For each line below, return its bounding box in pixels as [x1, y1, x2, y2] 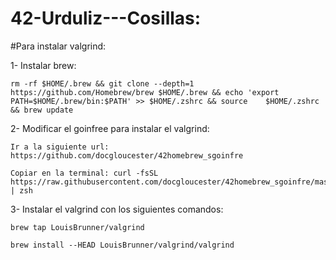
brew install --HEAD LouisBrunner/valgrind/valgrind [10, 240, 235, 250]
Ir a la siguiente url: [10, 142, 110, 152]
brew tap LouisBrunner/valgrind [10, 222, 145, 232]
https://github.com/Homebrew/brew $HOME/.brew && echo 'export [10, 87, 280, 97]
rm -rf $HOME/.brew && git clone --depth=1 [10, 78, 195, 89]
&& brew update [10, 105, 74, 115]
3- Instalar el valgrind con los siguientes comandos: [10, 203, 224, 215]
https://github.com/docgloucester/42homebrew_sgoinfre [10, 150, 244, 161]
